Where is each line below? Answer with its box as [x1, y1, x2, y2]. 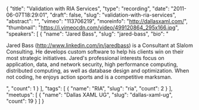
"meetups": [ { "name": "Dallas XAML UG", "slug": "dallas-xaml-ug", [6, 92, 173, 98]
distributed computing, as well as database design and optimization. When [6, 67, 189, 74]
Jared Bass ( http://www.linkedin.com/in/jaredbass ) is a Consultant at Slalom [6, 42, 194, 49]
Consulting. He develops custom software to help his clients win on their [6, 48, 184, 55]
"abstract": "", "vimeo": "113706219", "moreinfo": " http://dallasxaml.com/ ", [6, 18, 188, 24]
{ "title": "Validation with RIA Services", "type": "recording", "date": [6, 5, 170, 12]
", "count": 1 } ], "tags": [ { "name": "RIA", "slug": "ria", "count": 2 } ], [6, 85, 173, 92]
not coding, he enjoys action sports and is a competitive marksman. [6, 74, 173, 80]
